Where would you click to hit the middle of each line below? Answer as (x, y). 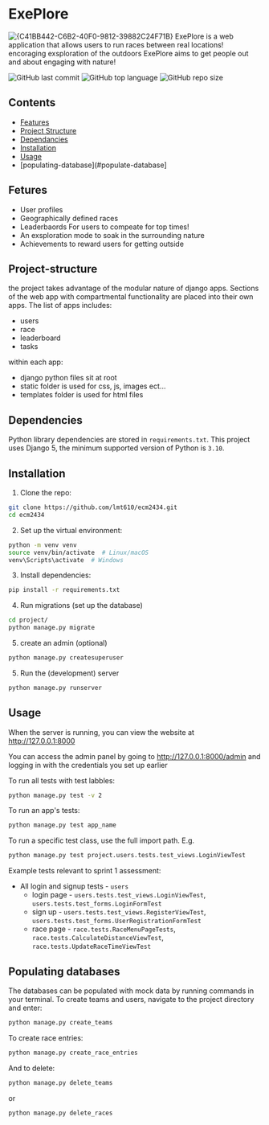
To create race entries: (46, 1037)
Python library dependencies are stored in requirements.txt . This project (129, 440)
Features (35, 122)
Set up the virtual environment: (71, 530)
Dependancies (44, 139)
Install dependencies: (55, 575)
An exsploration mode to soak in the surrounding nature (112, 235)
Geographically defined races (69, 218)
